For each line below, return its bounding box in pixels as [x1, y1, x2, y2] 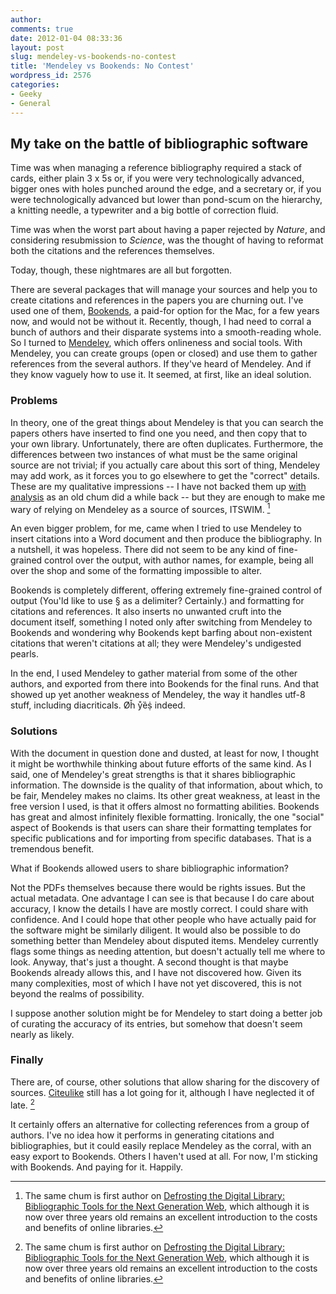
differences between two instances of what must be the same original [10, 448, 298, 460]
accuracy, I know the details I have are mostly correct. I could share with [10, 902, 309, 915]
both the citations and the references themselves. [10, 245, 215, 257]
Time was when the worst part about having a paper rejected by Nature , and [10, 224, 326, 236]
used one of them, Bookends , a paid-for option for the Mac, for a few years [10, 305, 320, 317]
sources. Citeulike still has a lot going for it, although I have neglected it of [10, 1086, 315, 1098]
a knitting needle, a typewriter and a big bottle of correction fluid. [10, 204, 279, 216]
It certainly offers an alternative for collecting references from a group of [10, 1118, 310, 1130]
